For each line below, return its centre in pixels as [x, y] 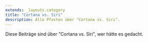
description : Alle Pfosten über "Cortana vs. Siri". [63, 19]
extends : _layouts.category [35, 10]
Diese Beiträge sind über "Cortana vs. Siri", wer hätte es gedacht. [74, 34]
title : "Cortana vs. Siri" [34, 15]
